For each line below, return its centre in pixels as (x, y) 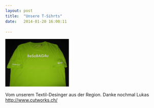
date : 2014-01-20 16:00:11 (36, 21)
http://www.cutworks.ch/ (32, 100)
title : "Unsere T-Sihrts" (34, 16)
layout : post (19, 11)
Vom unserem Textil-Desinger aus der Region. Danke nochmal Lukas (77, 94)
